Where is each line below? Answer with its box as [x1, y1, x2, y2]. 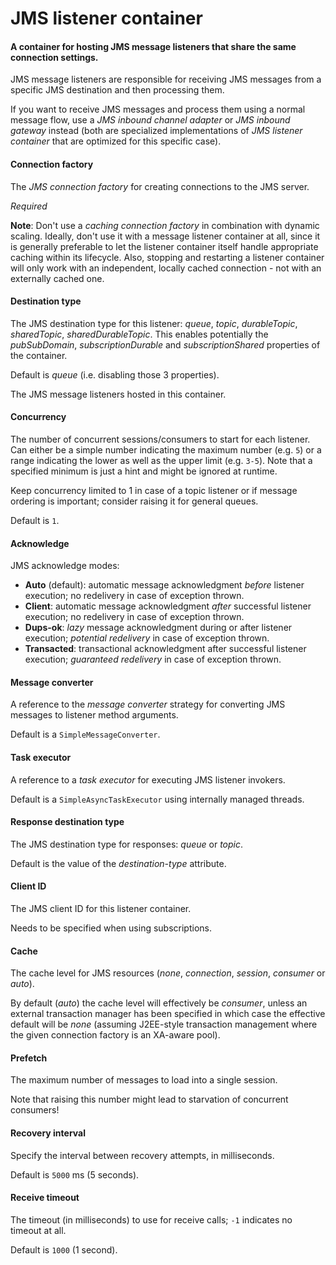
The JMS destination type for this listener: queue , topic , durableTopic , [10, 317, 298, 329]
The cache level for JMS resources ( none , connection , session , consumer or [10, 967, 326, 979]
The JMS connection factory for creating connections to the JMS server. [10, 180, 310, 192]
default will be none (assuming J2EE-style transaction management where [10, 1018, 318, 1031]
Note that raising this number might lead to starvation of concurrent [10, 1093, 289, 1106]
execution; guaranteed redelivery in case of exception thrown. [24, 653, 282, 666]
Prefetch [10, 1052, 48, 1064]
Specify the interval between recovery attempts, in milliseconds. [10, 1149, 275, 1161]
